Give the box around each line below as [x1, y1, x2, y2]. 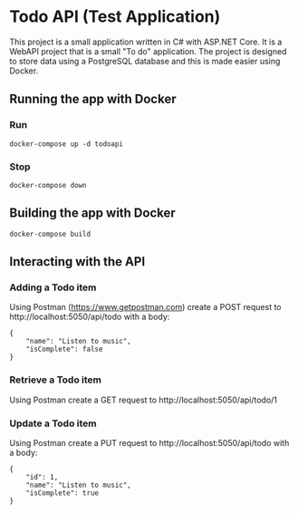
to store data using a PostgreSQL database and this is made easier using [9, 55, 281, 66]
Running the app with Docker [9, 92, 177, 107]
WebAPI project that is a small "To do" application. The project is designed [9, 45, 287, 56]
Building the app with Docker [9, 206, 177, 221]
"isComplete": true [25, 489, 100, 498]
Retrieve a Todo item [9, 373, 102, 386]
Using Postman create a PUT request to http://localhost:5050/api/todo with [9, 438, 290, 449]
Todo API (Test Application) [9, 6, 221, 27]
